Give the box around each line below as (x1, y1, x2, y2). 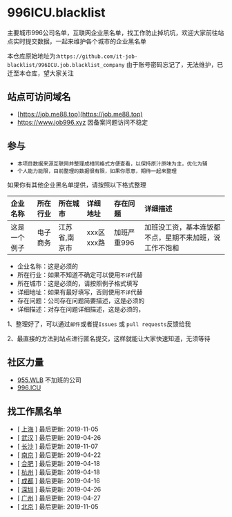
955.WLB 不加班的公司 (17, 376, 81, 384)
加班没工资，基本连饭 (144, 222, 214, 232)
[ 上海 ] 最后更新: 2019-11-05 (17, 425, 99, 434)
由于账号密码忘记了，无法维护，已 (126, 60, 223, 68)
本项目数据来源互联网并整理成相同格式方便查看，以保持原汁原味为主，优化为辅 (17, 160, 208, 167)
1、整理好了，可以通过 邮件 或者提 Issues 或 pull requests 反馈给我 (7, 319, 191, 328)
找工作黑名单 (7, 405, 62, 417)
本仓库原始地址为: (7, 52, 58, 60)
